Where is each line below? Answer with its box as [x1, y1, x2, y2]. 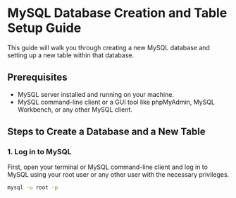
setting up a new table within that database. [7, 51, 135, 59]
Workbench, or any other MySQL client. [17, 105, 132, 114]
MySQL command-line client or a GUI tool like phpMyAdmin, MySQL [17, 98, 216, 106]
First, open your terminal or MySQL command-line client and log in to [7, 163, 208, 171]
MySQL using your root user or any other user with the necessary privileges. [7, 170, 230, 179]
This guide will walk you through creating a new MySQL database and [7, 43, 210, 52]
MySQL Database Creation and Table [7, 5, 228, 21]
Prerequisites [7, 71, 68, 83]
